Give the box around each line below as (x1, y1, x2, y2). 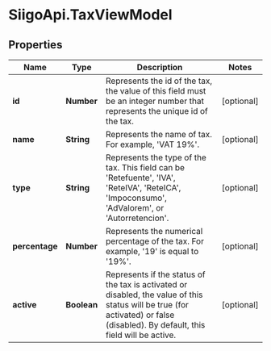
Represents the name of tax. (106, 129, 212, 140)
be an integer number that (106, 95, 204, 107)
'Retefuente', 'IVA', (106, 172, 176, 183)
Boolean (65, 299, 98, 310)
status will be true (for (106, 299, 190, 310)
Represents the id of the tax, (106, 75, 213, 86)
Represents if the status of (106, 269, 206, 280)
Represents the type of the (106, 152, 207, 163)
